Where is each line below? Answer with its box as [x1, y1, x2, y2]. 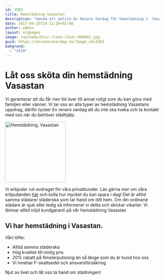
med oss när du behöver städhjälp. [5, 112, 76, 118]
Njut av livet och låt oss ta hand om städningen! [5, 269, 102, 276]
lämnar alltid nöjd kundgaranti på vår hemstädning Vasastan [5, 207, 127, 213]
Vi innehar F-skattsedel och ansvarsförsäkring [12, 260, 106, 266]
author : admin [5, 26, 34, 31]
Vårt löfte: [5, 235, 25, 241]
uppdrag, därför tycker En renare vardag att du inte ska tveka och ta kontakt [5, 107, 159, 113]
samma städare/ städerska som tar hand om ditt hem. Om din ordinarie [5, 197, 148, 203]
